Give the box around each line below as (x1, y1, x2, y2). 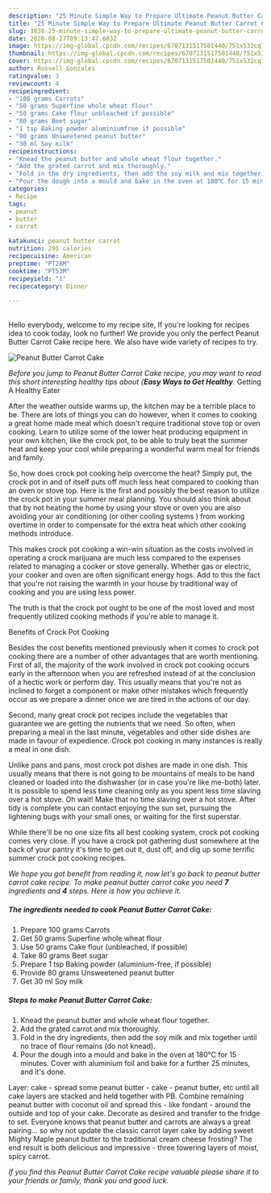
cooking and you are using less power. (8, 587, 137, 597)
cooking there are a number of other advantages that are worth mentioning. (8, 652, 260, 662)
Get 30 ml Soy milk (19, 976, 83, 987)
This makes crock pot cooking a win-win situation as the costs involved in (8, 544, 254, 554)
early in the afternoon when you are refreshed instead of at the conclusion (8, 669, 256, 679)
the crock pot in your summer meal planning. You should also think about (8, 494, 252, 504)
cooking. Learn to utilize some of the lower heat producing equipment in (8, 427, 248, 437)
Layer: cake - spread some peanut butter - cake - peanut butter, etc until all (8, 1083, 260, 1093)
